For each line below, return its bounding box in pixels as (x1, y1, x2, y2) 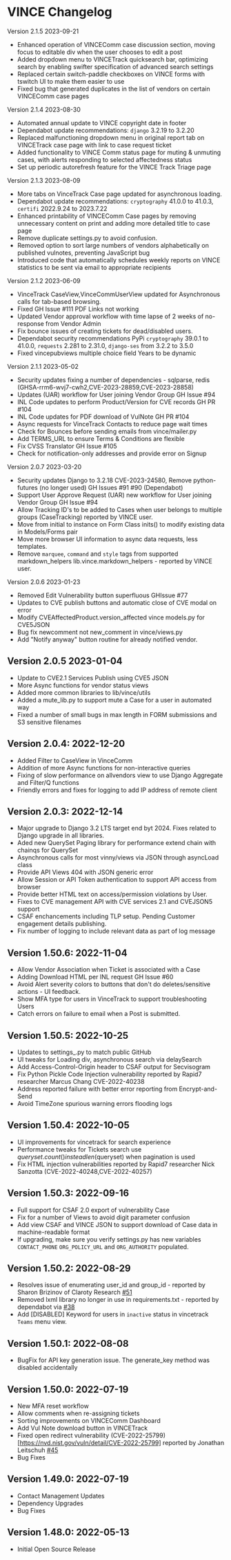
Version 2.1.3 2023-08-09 (7, 176, 81, 184)
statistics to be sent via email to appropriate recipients (17, 263, 172, 271)
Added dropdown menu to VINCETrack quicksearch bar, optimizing (17, 55, 208, 63)
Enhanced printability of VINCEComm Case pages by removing (17, 212, 197, 220)
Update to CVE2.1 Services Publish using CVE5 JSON (17, 673, 169, 682)
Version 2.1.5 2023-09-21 (7, 27, 79, 35)
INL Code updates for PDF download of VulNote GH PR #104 (17, 412, 190, 421)
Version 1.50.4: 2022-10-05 (7, 1119, 130, 1132)
